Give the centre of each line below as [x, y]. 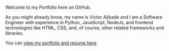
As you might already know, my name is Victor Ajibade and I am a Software [84, 17]
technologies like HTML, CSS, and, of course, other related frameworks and [85, 28]
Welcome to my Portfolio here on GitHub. [48, 7]
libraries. [15, 33]
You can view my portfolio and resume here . [52, 43]
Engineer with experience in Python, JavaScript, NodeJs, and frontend [79, 22]
